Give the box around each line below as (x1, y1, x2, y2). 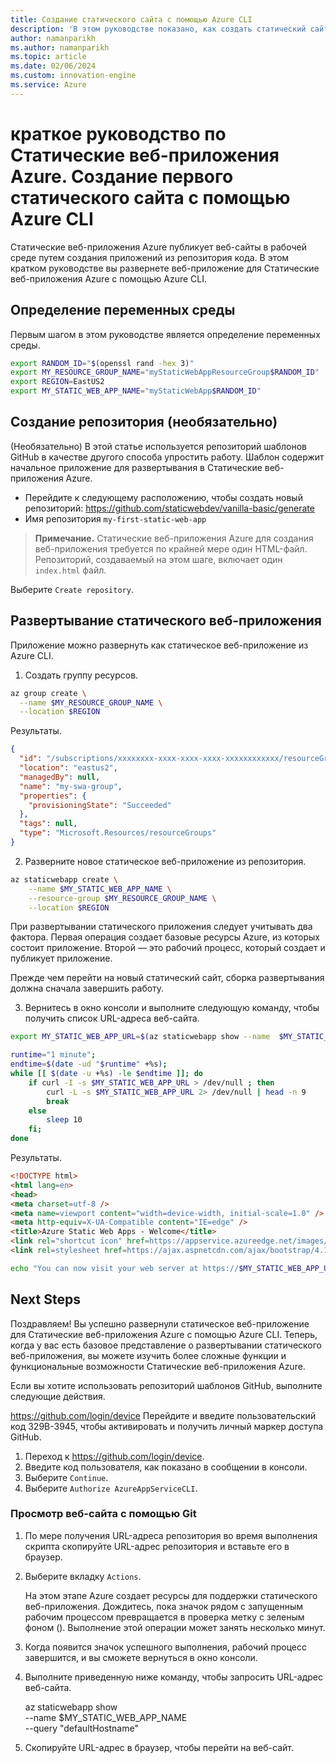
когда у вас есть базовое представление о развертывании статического (10, 1339, 322, 1351)
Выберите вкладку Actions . (24, 1570, 142, 1582)
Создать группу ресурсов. (24, 669, 139, 681)
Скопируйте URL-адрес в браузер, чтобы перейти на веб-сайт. (24, 1741, 294, 1753)
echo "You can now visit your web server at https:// (10, 1263, 240, 1273)
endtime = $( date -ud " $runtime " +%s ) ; (10, 1059, 168, 1070)
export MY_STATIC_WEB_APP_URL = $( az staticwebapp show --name (10, 1032, 271, 1042)
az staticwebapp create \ (10, 874, 118, 885)
